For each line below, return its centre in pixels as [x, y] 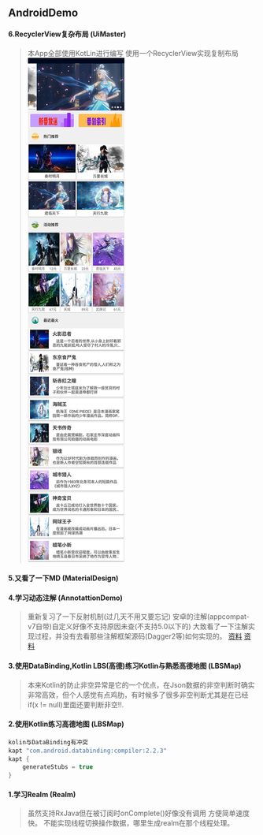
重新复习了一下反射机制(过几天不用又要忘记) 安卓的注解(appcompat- [139, 617]
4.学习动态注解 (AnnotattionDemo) [66, 598]
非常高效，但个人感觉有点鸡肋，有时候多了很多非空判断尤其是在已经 [138, 695]
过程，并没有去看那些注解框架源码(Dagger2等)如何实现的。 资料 [138, 636]
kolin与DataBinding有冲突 [48, 742]
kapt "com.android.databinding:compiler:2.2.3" [88, 751]
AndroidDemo [43, 13]
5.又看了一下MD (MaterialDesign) [63, 578]
